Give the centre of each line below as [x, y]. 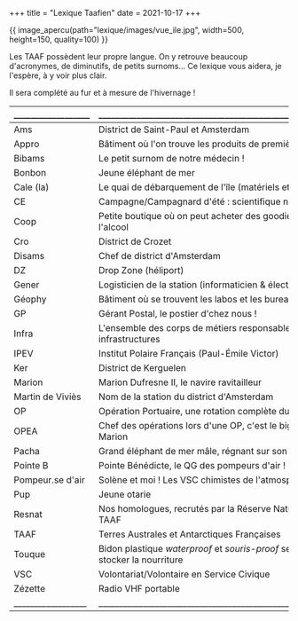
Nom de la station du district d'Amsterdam [186, 397]
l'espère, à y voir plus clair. [58, 75]
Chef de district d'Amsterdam [160, 256]
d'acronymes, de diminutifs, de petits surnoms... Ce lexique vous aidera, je [145, 66]
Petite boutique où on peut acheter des [180, 216]
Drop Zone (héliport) [141, 270]
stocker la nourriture [141, 560]
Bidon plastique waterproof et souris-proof [189, 549]
